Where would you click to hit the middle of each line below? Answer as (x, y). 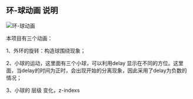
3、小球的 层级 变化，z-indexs (43, 90)
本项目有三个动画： (29, 38)
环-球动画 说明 (32, 11)
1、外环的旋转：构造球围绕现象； (46, 50)
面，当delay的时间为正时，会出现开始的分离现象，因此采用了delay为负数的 (96, 70)
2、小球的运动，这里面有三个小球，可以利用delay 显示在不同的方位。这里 (95, 63)
